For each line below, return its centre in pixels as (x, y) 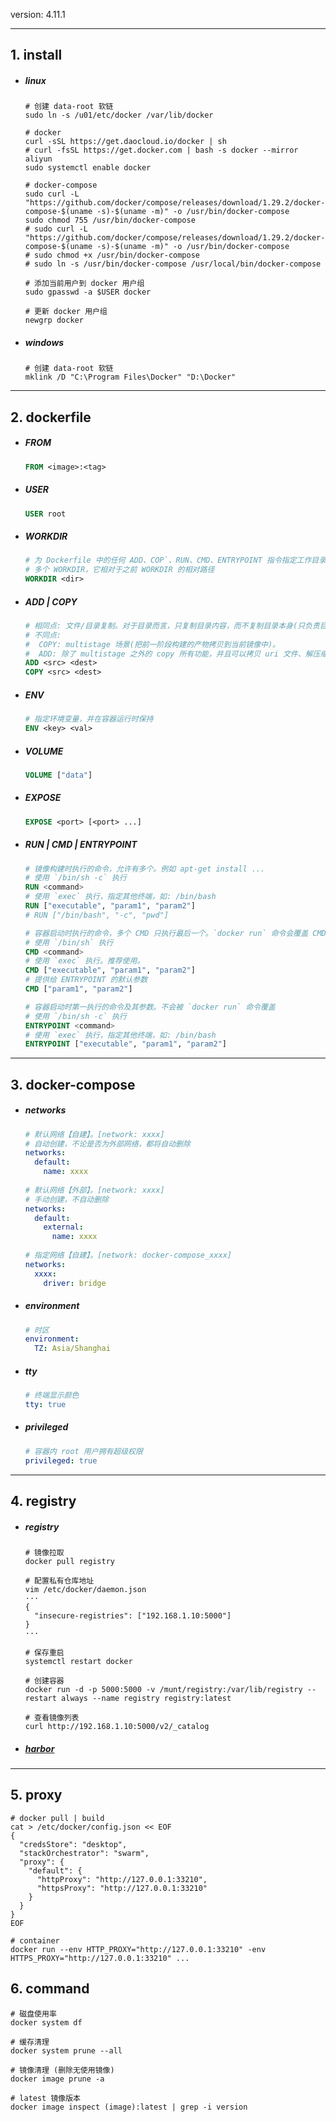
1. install (36, 55)
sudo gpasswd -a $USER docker (88, 292)
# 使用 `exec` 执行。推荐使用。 (84, 961)
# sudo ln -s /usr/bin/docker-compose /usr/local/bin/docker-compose (173, 264)
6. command (50, 1989)
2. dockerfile (51, 417)
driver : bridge (75, 1283)
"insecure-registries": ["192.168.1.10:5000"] (133, 1615)
